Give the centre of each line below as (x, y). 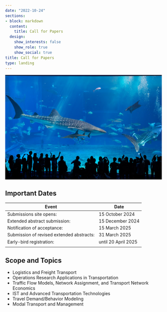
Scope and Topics (34, 260)
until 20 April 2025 (118, 242)
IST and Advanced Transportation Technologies (61, 294)
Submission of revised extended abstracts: (51, 235)
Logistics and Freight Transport (44, 272)
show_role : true (31, 47)
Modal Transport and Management (48, 304)
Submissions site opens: (32, 214)
